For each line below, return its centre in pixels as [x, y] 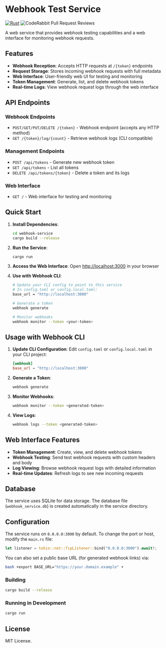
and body [22, 462]
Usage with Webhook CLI [45, 337]
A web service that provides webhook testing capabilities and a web [75, 32]
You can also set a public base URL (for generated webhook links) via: [77, 558]
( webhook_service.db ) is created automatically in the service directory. [77, 506]
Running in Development [36, 603]
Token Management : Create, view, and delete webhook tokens [77, 452]
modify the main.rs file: [29, 539]
